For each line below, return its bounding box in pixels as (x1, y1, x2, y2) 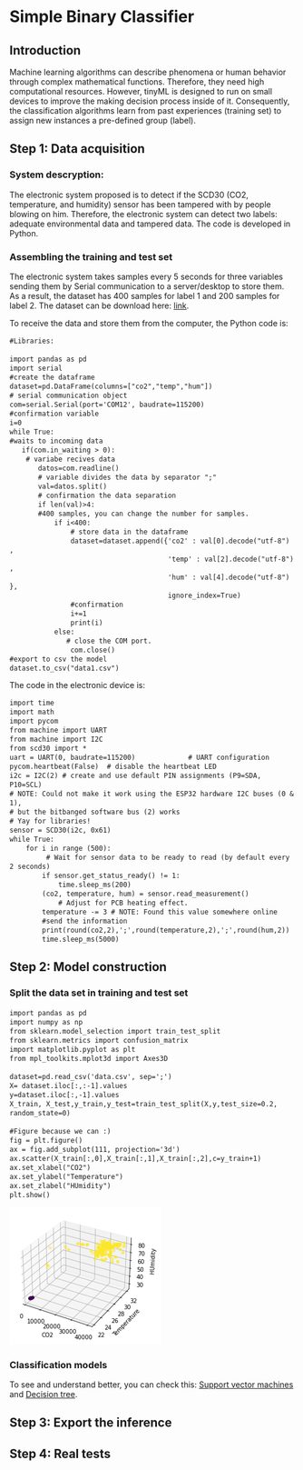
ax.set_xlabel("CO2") (9, 1163, 92, 1172)
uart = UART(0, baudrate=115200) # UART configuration (9, 753, 270, 762)
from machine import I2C (9, 735, 103, 744)
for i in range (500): (25, 844, 112, 853)
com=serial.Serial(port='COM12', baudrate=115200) (9, 400, 205, 409)
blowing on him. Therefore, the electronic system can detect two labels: (9, 208, 279, 219)
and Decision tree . (9, 1388, 78, 1399)
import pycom (9, 716, 59, 725)
